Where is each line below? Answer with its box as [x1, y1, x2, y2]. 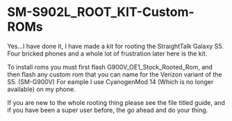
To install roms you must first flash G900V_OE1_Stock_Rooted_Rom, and [7, 63, 213, 71]
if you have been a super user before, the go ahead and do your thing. [7, 106, 208, 114]
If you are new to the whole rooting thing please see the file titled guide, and [7, 98, 226, 106]
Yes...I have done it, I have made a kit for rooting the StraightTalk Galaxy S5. [7, 42, 224, 50]
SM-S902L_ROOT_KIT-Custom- [7, 4, 194, 20]
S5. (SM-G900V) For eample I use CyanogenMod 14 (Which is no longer [7, 77, 214, 86]
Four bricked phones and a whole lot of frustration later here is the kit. [7, 49, 208, 58]
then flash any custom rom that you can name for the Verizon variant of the [7, 70, 222, 79]
